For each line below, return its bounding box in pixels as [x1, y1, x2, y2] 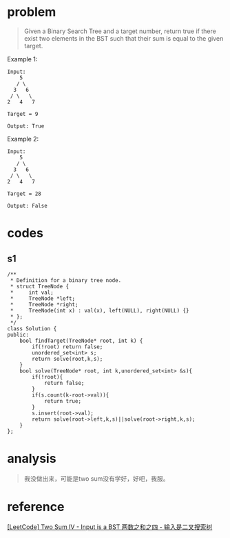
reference [7, 499, 65, 515]
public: [7, 331, 30, 338]
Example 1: [7, 54, 38, 63]
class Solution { [7, 325, 57, 332]
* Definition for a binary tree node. [10, 277, 122, 283]
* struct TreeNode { [10, 283, 70, 290]
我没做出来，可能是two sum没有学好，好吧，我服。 [23, 474, 170, 483]
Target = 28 [7, 190, 41, 197]
